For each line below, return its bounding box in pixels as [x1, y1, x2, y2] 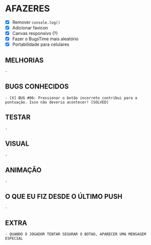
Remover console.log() [12, 19, 60, 25]
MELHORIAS [5, 56, 44, 64]
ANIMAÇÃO [5, 166, 42, 174]
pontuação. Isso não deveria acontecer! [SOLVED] [5, 99, 109, 105]
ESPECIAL [5, 236, 23, 241]
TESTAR [5, 113, 30, 122]
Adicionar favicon [12, 25, 48, 31]
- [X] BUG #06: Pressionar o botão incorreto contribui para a [5, 95, 138, 100]
